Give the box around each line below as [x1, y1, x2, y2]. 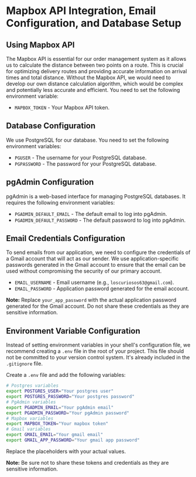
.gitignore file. [6, 360, 43, 367]
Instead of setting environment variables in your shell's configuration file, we [6, 341, 191, 349]
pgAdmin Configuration [6, 177, 94, 187]
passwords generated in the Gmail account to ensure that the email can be [6, 262, 186, 269]
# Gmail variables [6, 426, 51, 433]
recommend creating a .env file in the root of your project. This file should [6, 348, 184, 355]
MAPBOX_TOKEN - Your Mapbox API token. [14, 104, 110, 111]
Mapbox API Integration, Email [6, 4, 156, 18]
